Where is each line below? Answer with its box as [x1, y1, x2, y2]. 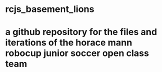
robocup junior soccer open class [5, 47, 149, 59]
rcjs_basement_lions [5, 3, 95, 15]
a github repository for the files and [5, 26, 157, 38]
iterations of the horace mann [5, 37, 133, 48]
